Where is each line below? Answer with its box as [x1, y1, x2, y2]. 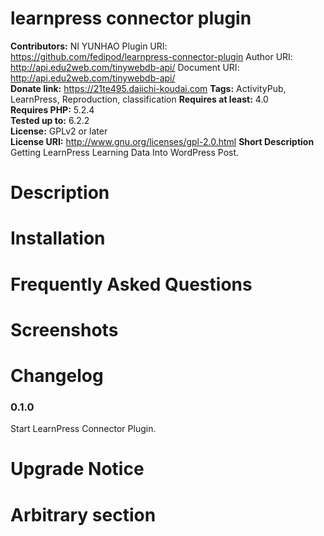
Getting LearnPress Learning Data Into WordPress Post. [10, 146, 240, 158]
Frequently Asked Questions [10, 273, 253, 296]
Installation [10, 227, 106, 250]
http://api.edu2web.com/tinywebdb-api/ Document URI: [10, 61, 240, 73]
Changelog [10, 364, 104, 387]
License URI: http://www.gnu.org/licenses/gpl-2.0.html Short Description [10, 135, 315, 147]
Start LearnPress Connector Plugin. [10, 423, 157, 435]
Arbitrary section [10, 503, 157, 526]
